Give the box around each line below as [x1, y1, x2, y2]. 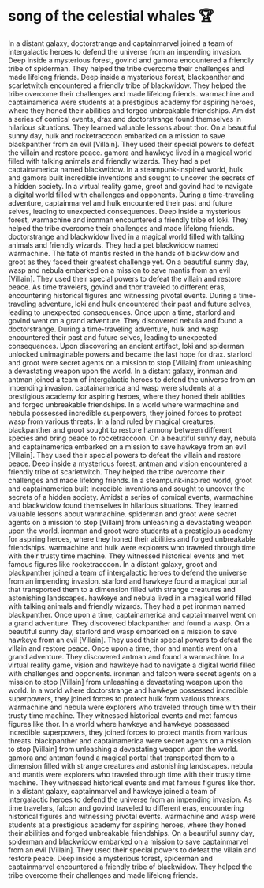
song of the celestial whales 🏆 [8, 7, 214, 25]
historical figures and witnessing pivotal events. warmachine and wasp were [8, 811, 256, 821]
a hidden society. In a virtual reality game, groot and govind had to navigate [8, 181, 254, 191]
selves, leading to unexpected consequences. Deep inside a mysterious [8, 206, 242, 216]
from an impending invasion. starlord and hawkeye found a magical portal [8, 576, 247, 586]
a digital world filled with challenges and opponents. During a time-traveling [8, 190, 255, 199]
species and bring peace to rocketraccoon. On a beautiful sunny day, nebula [8, 433, 257, 443]
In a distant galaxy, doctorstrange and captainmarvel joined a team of [8, 38, 234, 48]
